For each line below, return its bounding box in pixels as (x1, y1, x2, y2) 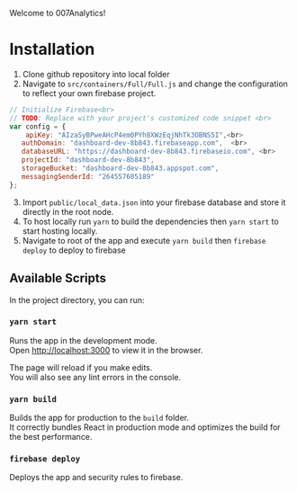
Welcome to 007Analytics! (9, 8, 106, 18)
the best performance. (9, 432, 93, 442)
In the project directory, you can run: (9, 294, 145, 305)
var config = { (9, 121, 67, 131)
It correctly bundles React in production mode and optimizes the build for (9, 422, 281, 433)
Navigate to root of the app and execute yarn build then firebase (22, 235, 266, 245)
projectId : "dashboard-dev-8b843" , (21, 156, 155, 165)
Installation (9, 40, 95, 59)
